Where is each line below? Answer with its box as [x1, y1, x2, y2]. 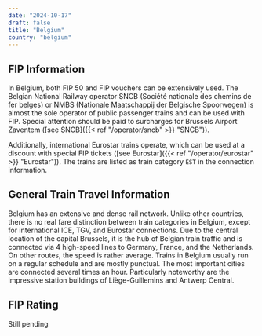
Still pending [8, 319, 49, 328]
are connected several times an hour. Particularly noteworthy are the [8, 267, 230, 276]
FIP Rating [8, 298, 59, 312]
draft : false [8, 19, 51, 27]
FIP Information [8, 62, 85, 75]
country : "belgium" [8, 33, 72, 42]
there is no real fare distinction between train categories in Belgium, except [8, 217, 251, 226]
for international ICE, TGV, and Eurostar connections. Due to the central [8, 225, 238, 235]
